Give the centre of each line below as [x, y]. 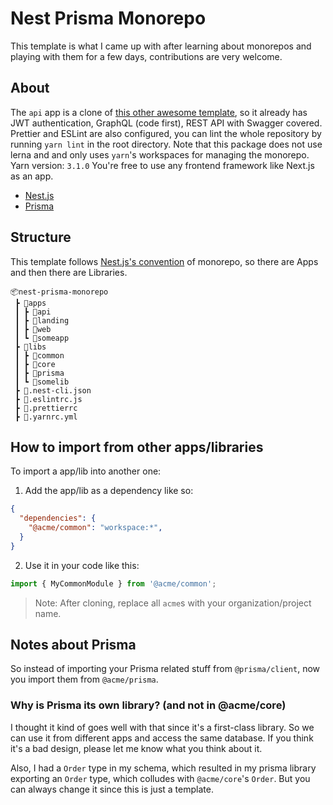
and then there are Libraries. [69, 272]
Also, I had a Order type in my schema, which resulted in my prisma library [163, 768]
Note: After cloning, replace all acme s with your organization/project [173, 603]
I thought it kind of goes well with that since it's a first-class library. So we [162, 727]
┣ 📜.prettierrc [46, 408]
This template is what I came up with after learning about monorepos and [161, 46]
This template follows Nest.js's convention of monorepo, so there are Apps [164, 261]
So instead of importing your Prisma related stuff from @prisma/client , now [165, 669]
